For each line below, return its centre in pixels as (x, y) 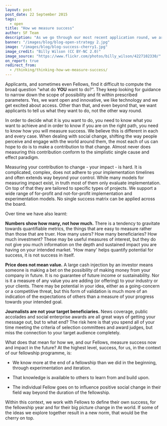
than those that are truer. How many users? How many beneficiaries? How (81, 234)
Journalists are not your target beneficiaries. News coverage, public (77, 311)
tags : (11, 19)
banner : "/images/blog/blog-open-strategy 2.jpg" (58, 42)
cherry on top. (20, 418)
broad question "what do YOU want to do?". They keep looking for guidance (83, 89)
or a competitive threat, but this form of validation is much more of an (76, 291)
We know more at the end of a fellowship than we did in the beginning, (84, 362)
